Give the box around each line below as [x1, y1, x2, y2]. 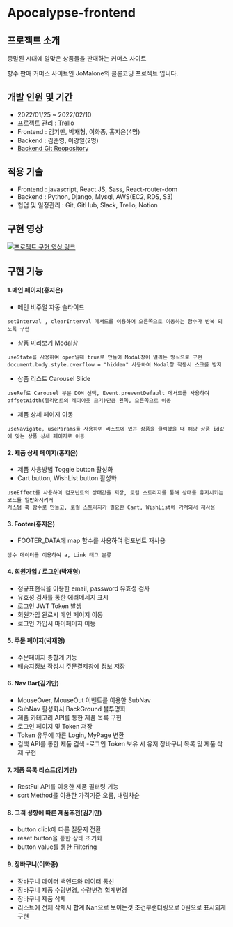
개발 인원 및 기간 [7, 91, 73, 103]
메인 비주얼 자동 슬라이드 [17, 303, 85, 311]
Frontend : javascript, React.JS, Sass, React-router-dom [17, 185, 178, 193]
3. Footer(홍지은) [7, 519, 56, 528]
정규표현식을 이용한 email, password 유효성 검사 [17, 584, 150, 593]
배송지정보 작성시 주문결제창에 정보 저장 [17, 662, 126, 670]
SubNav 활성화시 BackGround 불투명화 [17, 705, 127, 713]
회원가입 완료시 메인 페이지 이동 [17, 610, 103, 618]
